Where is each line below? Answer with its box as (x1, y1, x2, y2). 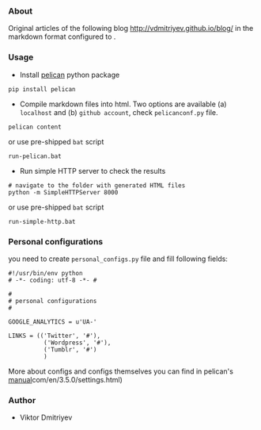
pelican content (8, 123, 62, 131)
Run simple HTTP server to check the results (19, 166, 166, 175)
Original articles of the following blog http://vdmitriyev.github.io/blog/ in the (8, 24, 254, 33)
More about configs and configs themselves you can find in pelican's (8, 367, 233, 376)
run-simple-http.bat (8, 217, 77, 225)
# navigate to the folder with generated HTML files (8, 181, 186, 190)
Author (8, 394, 36, 405)
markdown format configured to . (8, 32, 116, 41)
